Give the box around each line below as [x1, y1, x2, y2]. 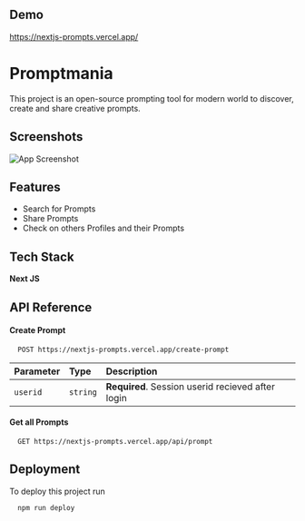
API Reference [9, 300, 93, 315]
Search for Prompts [22, 203, 96, 214]
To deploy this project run [9, 486, 106, 496]
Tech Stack [9, 249, 74, 264]
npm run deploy [17, 503, 75, 512]
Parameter [14, 365, 61, 378]
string [68, 387, 98, 398]
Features [9, 179, 61, 194]
